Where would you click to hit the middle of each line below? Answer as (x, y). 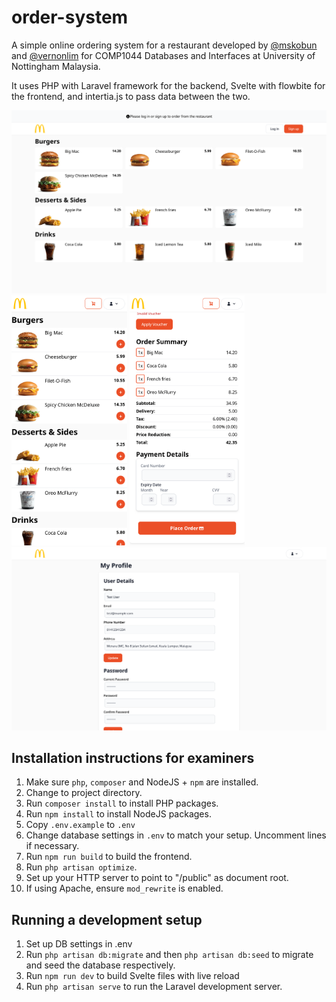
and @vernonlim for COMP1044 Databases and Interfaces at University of (163, 55)
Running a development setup (107, 919)
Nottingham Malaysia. (56, 66)
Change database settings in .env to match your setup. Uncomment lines (176, 835)
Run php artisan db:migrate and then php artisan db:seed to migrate (169, 955)
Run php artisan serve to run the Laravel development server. (154, 987)
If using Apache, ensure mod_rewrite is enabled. (124, 888)
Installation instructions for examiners (133, 758)
